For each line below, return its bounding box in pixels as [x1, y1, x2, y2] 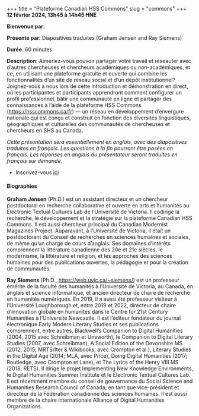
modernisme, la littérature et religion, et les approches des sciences [7, 253, 172, 260]
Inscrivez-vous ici [15, 169, 59, 176]
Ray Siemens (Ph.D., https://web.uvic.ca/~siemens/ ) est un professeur [7, 276, 180, 284]
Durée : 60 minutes [7, 46, 53, 53]
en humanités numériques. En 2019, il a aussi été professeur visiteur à [7, 295, 177, 302]
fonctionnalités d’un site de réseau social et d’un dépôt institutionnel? [7, 77, 175, 83]
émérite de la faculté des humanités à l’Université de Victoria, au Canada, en [7, 283, 193, 290]
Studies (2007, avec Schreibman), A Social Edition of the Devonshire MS [7, 340, 183, 347]
